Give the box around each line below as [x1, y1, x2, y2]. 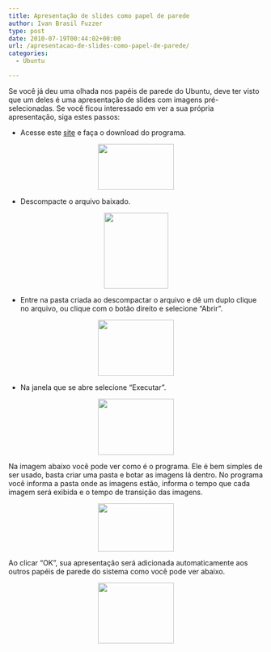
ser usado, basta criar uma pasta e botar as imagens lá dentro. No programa [8, 470, 263, 480]
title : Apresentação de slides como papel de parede [8, 11, 190, 20]
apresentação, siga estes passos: [8, 112, 121, 121]
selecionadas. [8, 103, 55, 113]
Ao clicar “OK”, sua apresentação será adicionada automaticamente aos [8, 557, 248, 567]
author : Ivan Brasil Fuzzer [8, 19, 104, 28]
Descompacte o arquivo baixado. [19, 196, 131, 206]
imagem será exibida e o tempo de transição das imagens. [8, 487, 203, 497]
